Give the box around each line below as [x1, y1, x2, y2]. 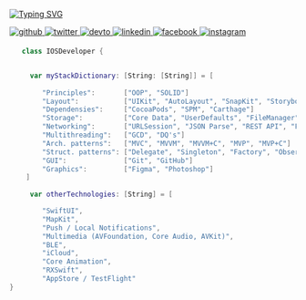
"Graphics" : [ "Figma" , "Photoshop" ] [42, 164, 214, 173]
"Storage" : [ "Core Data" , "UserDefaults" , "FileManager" [42, 114, 300, 123]
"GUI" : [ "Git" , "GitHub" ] [42, 156, 194, 165]
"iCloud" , [42, 249, 79, 258]
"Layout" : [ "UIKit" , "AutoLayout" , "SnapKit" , [42, 97, 262, 106]
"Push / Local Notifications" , [42, 223, 161, 233]
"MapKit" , [42, 214, 79, 223]
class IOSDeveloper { [21, 47, 104, 56]
